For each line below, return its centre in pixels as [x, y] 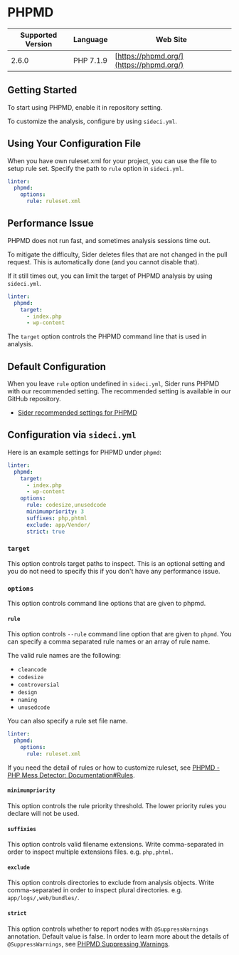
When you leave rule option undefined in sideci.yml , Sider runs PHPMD [113, 384]
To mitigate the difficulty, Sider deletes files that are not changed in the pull [117, 254]
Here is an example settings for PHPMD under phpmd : [85, 452]
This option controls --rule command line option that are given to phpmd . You [119, 634]
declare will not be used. [43, 814]
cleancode [32, 670]
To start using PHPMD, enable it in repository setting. [85, 107]
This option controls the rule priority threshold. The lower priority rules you [117, 806]
